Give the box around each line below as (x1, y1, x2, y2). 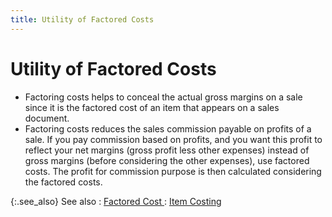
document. (24, 112, 70, 124)
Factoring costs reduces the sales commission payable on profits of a (24, 122, 312, 135)
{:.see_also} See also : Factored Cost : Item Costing (10, 195, 222, 207)
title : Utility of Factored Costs (10, 14, 155, 25)
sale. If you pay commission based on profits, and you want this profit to (24, 133, 323, 145)
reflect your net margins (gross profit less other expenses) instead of (24, 144, 310, 156)
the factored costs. (24, 176, 103, 188)
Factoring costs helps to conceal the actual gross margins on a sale (24, 91, 303, 103)
